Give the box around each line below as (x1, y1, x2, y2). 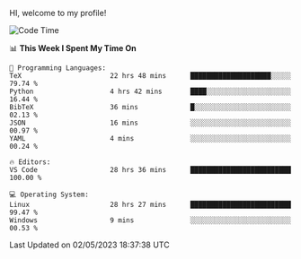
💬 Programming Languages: (9, 64, 106, 73)
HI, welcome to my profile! (9, 8, 107, 18)
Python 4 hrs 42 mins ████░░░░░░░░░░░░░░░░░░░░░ (9, 87, 292, 96)
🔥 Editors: (9, 158, 51, 167)
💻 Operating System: (9, 190, 90, 199)
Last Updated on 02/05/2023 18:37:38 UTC (9, 239, 170, 250)
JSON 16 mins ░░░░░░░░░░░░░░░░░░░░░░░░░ (9, 118, 292, 127)
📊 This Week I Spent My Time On (9, 43, 137, 53)
